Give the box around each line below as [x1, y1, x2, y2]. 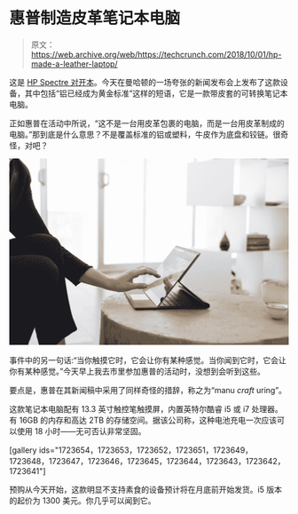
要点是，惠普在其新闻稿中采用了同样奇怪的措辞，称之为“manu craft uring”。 [9, 385, 286, 396]
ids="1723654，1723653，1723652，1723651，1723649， [38, 445, 254, 455]
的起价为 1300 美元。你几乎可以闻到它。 [9, 495, 156, 506]
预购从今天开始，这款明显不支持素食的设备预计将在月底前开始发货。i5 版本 [9, 485, 282, 495]
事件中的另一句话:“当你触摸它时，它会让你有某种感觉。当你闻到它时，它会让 [9, 355, 286, 366]
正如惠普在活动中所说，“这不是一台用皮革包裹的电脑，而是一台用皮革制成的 [9, 117, 286, 129]
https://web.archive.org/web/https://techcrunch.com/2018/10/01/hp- [30, 49, 282, 59]
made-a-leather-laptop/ [30, 59, 118, 69]
